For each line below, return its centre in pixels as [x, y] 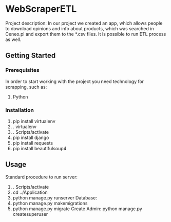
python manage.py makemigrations [50, 203]
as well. [13, 39]
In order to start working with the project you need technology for [75, 81]
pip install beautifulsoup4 [40, 148]
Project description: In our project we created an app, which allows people [84, 23]
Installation [20, 110]
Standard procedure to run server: [42, 177]
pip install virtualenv [34, 121]
